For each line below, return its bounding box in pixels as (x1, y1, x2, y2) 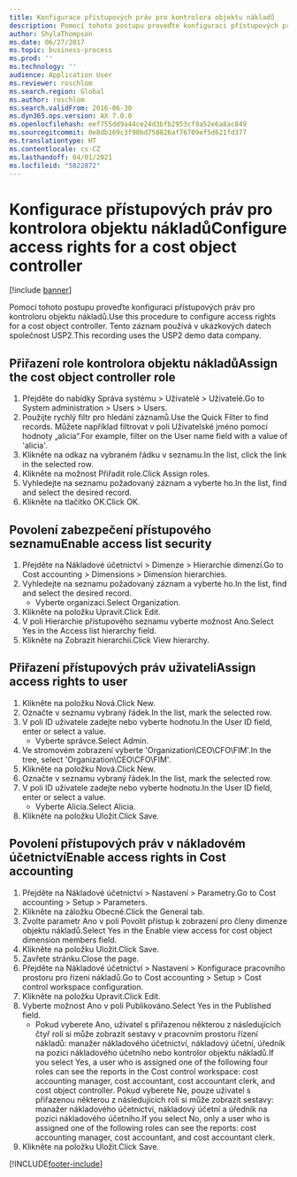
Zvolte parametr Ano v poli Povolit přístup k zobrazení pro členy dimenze (21, 915, 288, 926)
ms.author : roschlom (9, 95, 86, 104)
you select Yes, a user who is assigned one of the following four (34, 1057, 269, 1067)
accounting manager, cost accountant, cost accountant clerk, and (34, 1075, 276, 1086)
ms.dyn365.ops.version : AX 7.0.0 (9, 112, 133, 120)
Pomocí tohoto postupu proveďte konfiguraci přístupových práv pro (9, 302, 255, 312)
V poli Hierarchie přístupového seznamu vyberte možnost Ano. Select (21, 616, 274, 627)
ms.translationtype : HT (9, 136, 97, 145)
